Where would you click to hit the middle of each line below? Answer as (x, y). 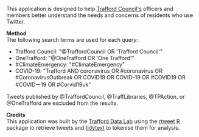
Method (16, 33)
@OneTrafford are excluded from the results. (62, 103)
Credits (16, 115)
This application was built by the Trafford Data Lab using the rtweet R (93, 121)
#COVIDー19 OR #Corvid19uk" (53, 85)
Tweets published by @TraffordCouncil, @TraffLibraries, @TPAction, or (96, 97)
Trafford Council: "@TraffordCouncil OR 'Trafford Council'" (89, 52)
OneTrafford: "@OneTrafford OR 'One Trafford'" (75, 58)
